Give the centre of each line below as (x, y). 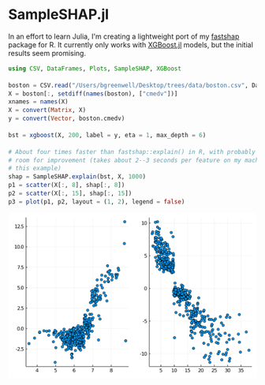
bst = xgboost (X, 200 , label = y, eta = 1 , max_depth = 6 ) (107, 135)
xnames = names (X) (38, 102)
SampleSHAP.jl (58, 15)
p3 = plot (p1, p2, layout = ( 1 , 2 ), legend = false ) (97, 202)
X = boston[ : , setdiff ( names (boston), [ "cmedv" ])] (93, 93)
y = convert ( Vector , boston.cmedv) (67, 119)
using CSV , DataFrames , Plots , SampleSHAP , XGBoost (95, 69)
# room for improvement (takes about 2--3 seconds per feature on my (125, 160)
